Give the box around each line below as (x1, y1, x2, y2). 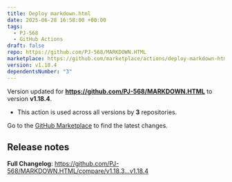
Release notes (7, 141, 70, 153)
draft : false (7, 42, 45, 49)
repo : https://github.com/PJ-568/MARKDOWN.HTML (7, 49, 147, 56)
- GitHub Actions (13, 36, 64, 43)
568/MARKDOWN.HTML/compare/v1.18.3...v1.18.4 (7, 167, 149, 175)
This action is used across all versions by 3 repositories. (17, 108, 177, 116)
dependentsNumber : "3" (7, 68, 72, 75)
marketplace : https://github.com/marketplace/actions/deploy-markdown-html (7, 55, 230, 62)
